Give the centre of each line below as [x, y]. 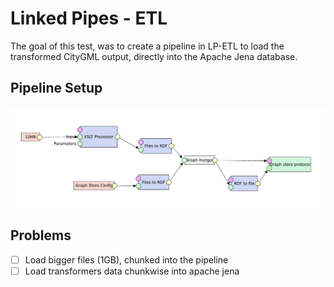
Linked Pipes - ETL [89, 18]
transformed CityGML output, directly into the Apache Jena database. [154, 56]
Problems [41, 235]
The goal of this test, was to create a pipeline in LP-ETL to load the [147, 46]
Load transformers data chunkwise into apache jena [132, 271]
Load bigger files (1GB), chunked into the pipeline [126, 259]
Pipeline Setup [56, 88]
